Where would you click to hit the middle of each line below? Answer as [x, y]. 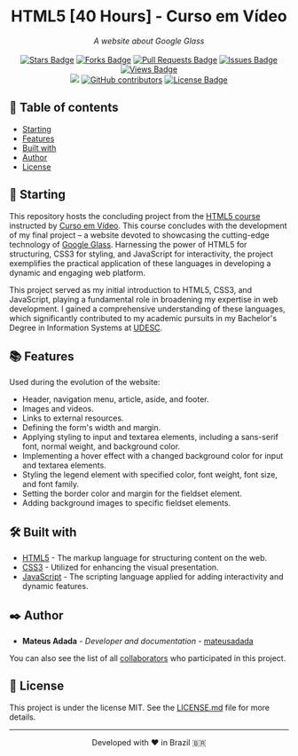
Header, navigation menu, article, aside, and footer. [116, 399]
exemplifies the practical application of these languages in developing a [140, 263]
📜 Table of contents [64, 108]
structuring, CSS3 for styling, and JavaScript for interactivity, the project [141, 254]
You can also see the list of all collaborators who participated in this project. [148, 658]
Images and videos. [58, 409]
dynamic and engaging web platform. [78, 272]
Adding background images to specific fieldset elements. [126, 503]
